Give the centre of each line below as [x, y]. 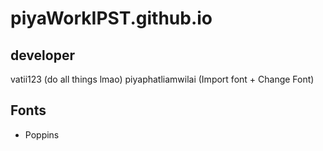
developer [42, 55]
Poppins [42, 134]
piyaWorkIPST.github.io [111, 18]
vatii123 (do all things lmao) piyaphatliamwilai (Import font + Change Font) [162, 79]
